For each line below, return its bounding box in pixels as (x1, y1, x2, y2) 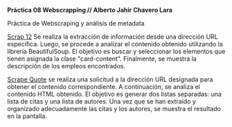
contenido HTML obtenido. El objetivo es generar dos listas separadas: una (7, 90, 222, 98)
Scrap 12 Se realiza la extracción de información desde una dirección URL (7, 32, 218, 41)
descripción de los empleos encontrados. (7, 62, 126, 70)
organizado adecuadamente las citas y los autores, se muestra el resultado (7, 105, 222, 113)
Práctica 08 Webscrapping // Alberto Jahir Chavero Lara (7, 6, 173, 14)
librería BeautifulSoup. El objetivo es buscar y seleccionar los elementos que (7, 48, 226, 55)
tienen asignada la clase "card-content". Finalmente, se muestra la (7, 55, 197, 63)
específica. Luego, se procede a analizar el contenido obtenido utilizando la (7, 40, 223, 48)
